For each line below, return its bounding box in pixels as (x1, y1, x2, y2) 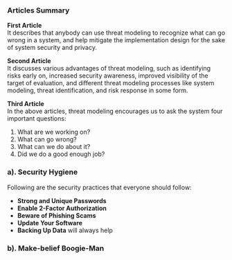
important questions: (7, 114, 66, 123)
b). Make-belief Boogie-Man (7, 243, 105, 253)
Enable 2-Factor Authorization (17, 204, 107, 212)
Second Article (7, 57, 51, 65)
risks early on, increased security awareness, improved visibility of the (7, 71, 209, 80)
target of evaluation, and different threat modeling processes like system (7, 79, 215, 87)
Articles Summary (7, 6, 70, 15)
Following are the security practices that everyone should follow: (7, 183, 192, 191)
